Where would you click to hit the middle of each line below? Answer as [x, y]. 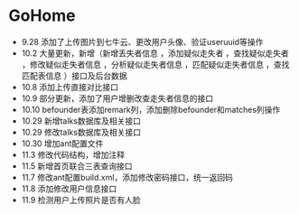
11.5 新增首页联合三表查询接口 [77, 166]
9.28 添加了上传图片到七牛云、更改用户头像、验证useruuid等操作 [142, 42]
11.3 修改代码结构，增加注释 [73, 154]
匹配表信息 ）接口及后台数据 [74, 75]
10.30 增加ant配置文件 [62, 143]
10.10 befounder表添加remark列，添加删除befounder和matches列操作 [151, 109]
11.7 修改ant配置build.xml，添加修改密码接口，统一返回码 [127, 177]
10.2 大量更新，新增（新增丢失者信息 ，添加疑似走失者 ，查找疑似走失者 [155, 53]
